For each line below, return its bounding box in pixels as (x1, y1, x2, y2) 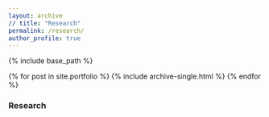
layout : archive (8, 11, 63, 20)
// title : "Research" (8, 19, 81, 27)
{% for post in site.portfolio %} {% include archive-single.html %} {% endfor (8, 71, 262, 81)
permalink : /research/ (8, 26, 85, 34)
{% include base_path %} (8, 56, 93, 66)
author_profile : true (8, 34, 81, 42)
